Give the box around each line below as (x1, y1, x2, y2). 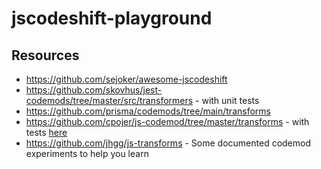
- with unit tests (195, 95, 260, 106)
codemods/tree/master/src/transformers (25, 95, 194, 106)
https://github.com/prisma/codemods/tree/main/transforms (25, 105, 271, 117)
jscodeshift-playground (11, 7, 213, 30)
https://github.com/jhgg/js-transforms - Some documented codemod (25, 137, 311, 149)
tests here (25, 127, 68, 138)
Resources (11, 47, 80, 64)
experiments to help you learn (25, 148, 149, 159)
